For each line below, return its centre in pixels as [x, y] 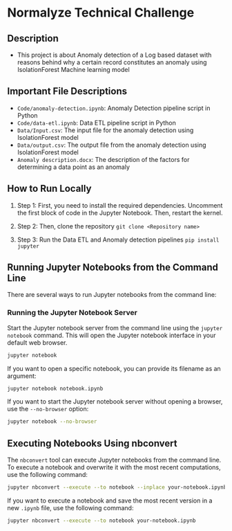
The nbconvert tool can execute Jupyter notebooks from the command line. [114, 460]
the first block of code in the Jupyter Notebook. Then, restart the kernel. [120, 213]
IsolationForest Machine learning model [73, 70]
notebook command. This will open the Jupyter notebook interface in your [112, 335]
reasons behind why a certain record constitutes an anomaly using [112, 62]
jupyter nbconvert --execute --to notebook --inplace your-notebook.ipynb [117, 487]
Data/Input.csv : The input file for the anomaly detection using [105, 130]
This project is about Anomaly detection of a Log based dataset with [114, 55]
